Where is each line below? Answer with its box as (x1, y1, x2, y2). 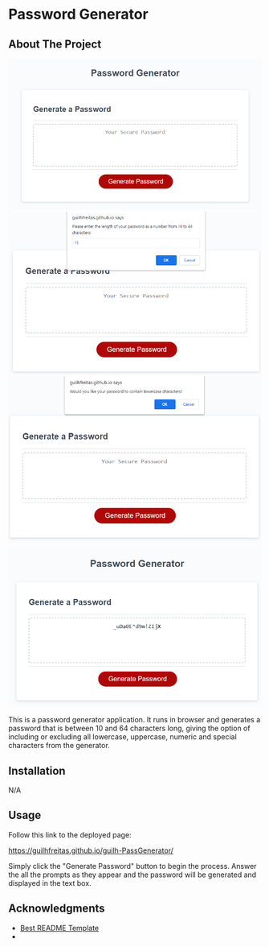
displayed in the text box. (8, 878, 92, 887)
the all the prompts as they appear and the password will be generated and (8, 870, 257, 879)
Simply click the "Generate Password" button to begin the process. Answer (8, 861, 257, 870)
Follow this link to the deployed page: (8, 829, 132, 839)
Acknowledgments (8, 902, 106, 916)
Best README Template (19, 923, 100, 933)
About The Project (8, 37, 102, 51)
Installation (8, 763, 66, 778)
